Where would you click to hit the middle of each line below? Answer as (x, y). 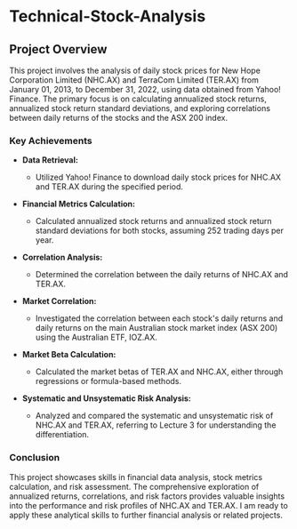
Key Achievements (51, 140)
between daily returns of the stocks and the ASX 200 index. (119, 118)
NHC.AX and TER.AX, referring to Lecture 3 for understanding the (156, 425)
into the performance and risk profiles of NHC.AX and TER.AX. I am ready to (149, 505)
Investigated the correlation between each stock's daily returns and (159, 318)
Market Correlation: (59, 301)
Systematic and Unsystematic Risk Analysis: (106, 398)
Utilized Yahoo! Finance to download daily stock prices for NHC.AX (158, 177)
